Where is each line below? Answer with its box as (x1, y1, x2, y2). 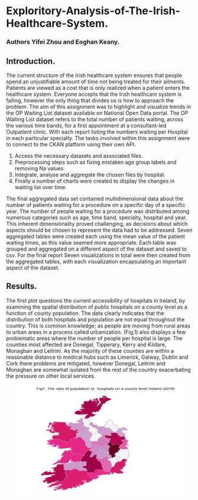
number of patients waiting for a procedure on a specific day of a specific (6, 201, 186, 208)
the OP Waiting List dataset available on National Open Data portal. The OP (6, 109, 189, 116)
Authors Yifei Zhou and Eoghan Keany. (6, 38, 120, 46)
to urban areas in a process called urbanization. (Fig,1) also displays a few (6, 328, 186, 335)
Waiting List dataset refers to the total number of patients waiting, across (6, 115, 184, 122)
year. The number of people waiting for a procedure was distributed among (6, 207, 190, 215)
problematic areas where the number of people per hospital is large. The (6, 335, 183, 342)
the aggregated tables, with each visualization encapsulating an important (6, 258, 186, 265)
